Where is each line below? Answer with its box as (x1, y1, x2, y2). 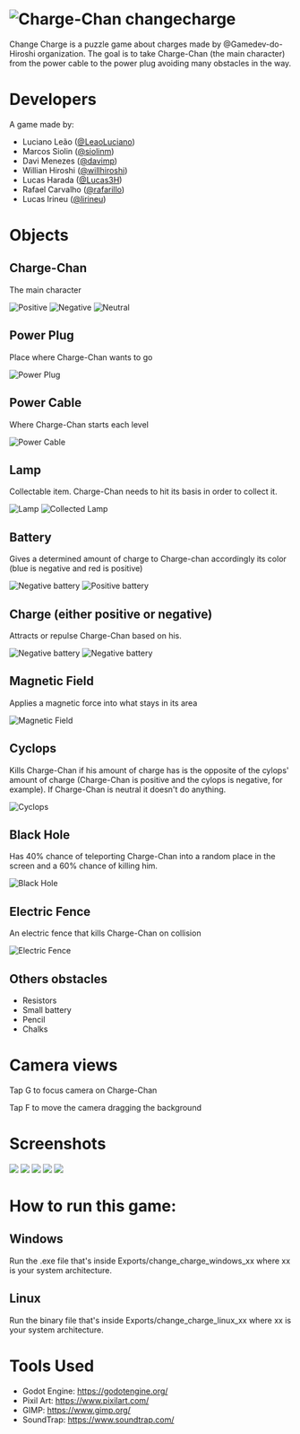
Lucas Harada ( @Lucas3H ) (21, 174, 123, 185)
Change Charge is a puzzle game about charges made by (9, 39, 222, 49)
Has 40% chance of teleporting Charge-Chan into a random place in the (9, 851, 276, 862)
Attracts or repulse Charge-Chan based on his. (9, 629, 182, 641)
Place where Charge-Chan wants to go (9, 351, 153, 363)
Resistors (21, 995, 57, 1006)
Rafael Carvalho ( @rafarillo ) (21, 184, 125, 195)
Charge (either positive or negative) (9, 606, 213, 621)
